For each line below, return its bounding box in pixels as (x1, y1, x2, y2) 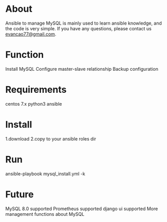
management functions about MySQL (5, 211, 85, 217)
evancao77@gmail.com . (5, 31, 57, 37)
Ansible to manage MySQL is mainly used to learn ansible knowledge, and (5, 20, 162, 26)
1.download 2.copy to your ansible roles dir (5, 135, 97, 142)
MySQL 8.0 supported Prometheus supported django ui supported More (5, 206, 158, 212)
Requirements (5, 84, 67, 95)
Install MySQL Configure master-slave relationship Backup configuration (5, 66, 158, 72)
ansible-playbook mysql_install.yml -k (5, 170, 86, 177)
